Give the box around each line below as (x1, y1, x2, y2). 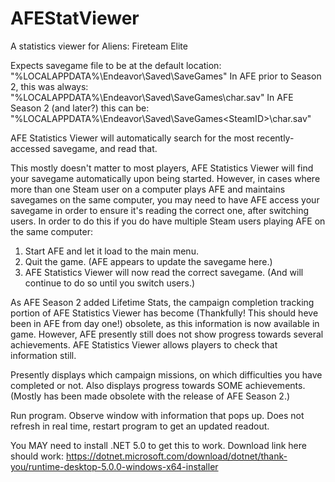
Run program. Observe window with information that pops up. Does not (10, 409, 305, 421)
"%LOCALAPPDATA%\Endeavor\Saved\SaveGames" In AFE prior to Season (10, 70, 322, 82)
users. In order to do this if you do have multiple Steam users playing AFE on (10, 215, 326, 227)
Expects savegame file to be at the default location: (10, 59, 222, 71)
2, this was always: (10, 80, 89, 92)
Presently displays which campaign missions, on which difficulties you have (10, 368, 323, 381)
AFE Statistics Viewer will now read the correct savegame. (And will (24, 266, 304, 278)
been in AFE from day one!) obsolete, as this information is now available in (10, 317, 320, 329)
